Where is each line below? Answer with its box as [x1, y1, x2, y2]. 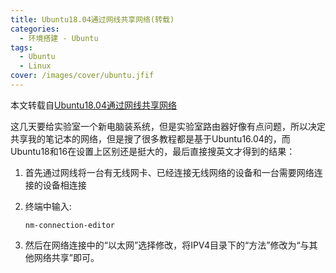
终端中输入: [24, 200, 72, 212]
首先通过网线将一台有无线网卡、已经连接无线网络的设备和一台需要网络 [24, 166, 315, 178]
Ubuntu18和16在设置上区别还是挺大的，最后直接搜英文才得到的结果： [10, 145, 296, 157]
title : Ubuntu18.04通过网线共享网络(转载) [10, 14, 175, 25]
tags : [10, 42, 33, 53]
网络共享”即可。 [33, 251, 100, 263]
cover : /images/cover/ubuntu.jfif [10, 71, 155, 81]
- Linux [19, 61, 52, 71]
